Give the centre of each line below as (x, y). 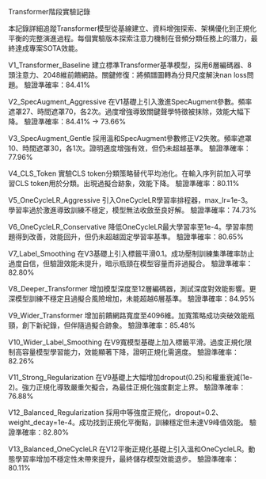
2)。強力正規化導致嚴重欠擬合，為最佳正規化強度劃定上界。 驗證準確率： (127, 387)
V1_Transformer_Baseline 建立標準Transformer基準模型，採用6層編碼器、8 (130, 65)
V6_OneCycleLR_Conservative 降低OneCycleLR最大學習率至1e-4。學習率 (127, 227)
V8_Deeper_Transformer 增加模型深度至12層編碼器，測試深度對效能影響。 (129, 289)
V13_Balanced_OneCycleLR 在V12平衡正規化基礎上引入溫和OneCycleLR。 (128, 449)
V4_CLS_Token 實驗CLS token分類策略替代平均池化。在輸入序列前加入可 (126, 173)
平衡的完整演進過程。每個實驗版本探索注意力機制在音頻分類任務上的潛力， (129, 38)
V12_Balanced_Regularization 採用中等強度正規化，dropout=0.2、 (116, 412)
